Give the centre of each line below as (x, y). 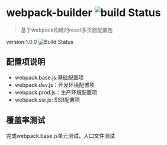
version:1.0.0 (22, 42)
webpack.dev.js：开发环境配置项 (54, 85)
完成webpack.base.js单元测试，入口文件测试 (61, 135)
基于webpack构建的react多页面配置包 (67, 30)
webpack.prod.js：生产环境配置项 (56, 92)
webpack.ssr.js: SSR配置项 (47, 100)
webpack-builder (49, 13)
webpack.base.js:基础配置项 (49, 77)
